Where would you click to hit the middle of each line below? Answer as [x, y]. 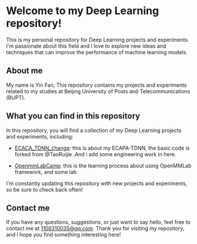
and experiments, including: [40, 136]
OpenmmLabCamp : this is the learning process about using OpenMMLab [103, 166]
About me [24, 71]
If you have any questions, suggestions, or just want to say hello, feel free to [98, 222]
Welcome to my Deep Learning [83, 11]
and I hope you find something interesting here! [64, 235]
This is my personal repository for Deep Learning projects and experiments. [98, 39]
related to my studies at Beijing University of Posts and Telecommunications [98, 91]
